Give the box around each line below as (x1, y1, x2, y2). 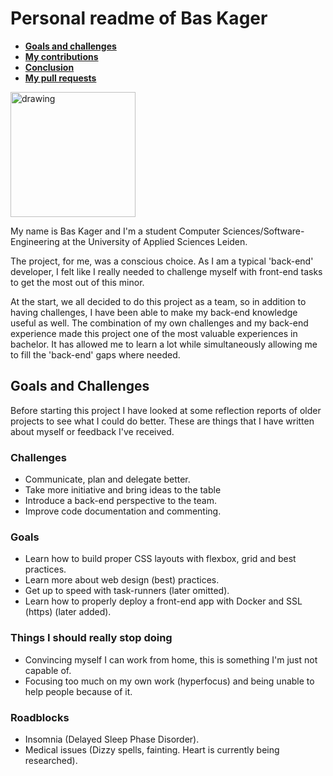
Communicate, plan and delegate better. (24, 473, 191, 486)
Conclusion (24, 61, 75, 73)
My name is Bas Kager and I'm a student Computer (10, 225, 221, 237)
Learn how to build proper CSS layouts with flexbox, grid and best (24, 553, 297, 565)
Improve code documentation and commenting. (24, 505, 222, 517)
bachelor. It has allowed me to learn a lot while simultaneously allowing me (10, 338, 318, 350)
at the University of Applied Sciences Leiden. (61, 235, 248, 247)
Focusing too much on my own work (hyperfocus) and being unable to (24, 675, 315, 687)
